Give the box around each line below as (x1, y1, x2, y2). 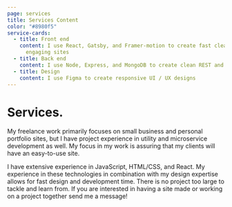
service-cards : (7, 29, 51, 37)
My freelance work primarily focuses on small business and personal (7, 127, 203, 136)
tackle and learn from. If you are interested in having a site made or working (7, 185, 223, 193)
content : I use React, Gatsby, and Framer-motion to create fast (19, 42, 212, 49)
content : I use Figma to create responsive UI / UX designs (19, 74, 196, 82)
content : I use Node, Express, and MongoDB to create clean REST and (19, 62, 224, 69)
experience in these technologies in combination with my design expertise (7, 170, 219, 179)
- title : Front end (13, 36, 70, 43)
